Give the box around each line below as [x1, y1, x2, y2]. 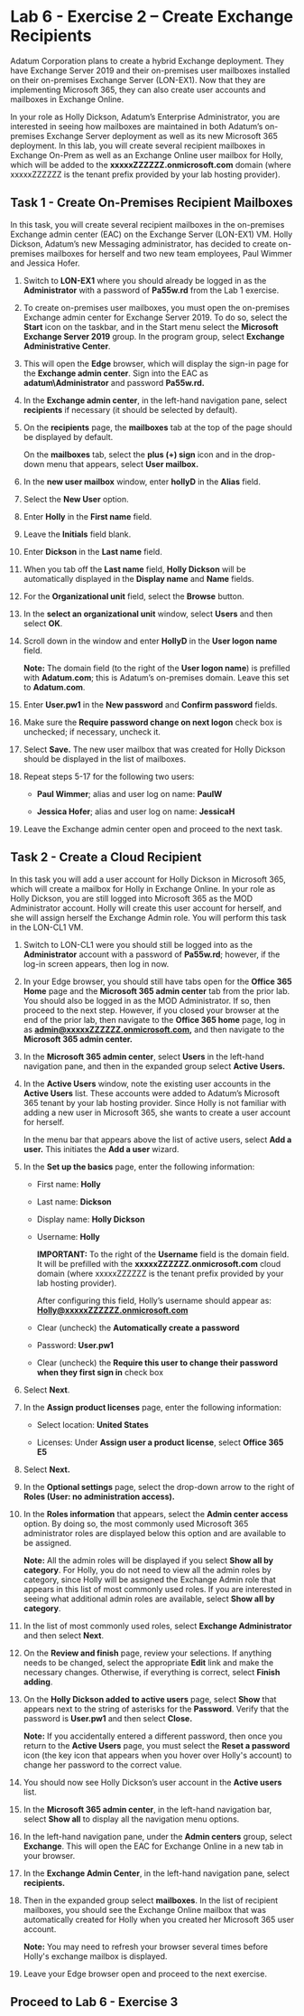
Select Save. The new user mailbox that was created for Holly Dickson [23, 744, 286, 755]
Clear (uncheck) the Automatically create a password [36, 1322, 240, 1333]
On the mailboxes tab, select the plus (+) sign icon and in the [23, 449, 253, 460]
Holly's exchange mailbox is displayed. [23, 1950, 168, 1962]
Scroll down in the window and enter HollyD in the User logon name [23, 635, 278, 646]
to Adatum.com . [23, 681, 86, 692]
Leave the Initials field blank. [23, 529, 132, 539]
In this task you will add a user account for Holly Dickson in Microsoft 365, [10, 874, 287, 885]
